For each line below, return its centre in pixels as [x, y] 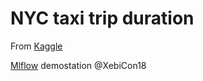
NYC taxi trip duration [102, 18]
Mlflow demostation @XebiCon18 [78, 65]
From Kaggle [36, 46]
